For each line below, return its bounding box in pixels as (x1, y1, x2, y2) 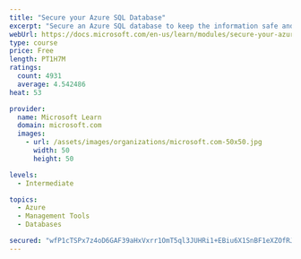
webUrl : (9, 30, 39, 39)
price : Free (9, 47, 54, 56)
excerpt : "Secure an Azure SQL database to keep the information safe (9, 22, 279, 30)
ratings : (9, 64, 42, 73)
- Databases (17, 220, 63, 229)
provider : (9, 104, 47, 113)
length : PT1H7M (9, 55, 66, 64)
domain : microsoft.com (17, 121, 102, 130)
